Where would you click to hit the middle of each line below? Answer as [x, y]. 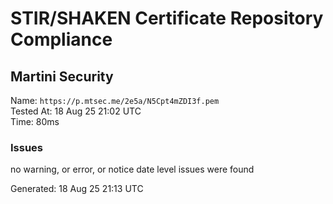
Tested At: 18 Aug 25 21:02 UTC [76, 111]
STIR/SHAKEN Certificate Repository [167, 18]
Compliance [61, 39]
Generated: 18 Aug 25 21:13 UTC [77, 189]
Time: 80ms [35, 121]
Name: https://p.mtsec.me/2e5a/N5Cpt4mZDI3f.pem [115, 100]
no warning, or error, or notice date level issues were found [132, 169]
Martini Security [62, 76]
